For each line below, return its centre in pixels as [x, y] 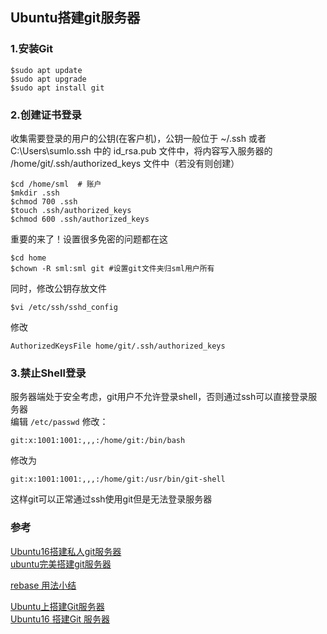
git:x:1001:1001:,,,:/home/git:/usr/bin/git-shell [118, 479]
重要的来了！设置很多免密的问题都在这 [89, 239]
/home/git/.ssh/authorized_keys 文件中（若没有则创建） [125, 163]
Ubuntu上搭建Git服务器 [57, 606]
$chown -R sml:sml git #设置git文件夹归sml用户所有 [112, 268]
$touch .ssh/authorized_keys [71, 210]
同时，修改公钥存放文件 [58, 288]
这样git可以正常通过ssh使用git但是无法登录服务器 [111, 499]
